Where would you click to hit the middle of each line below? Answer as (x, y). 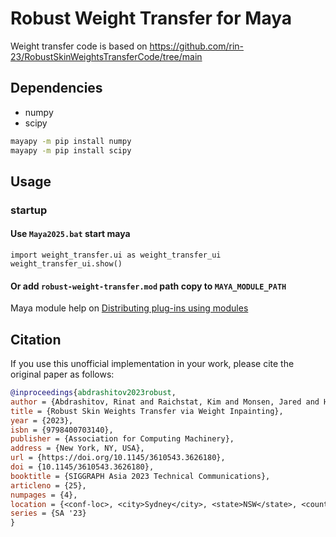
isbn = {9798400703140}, (62, 430)
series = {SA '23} (48, 513)
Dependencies (56, 88)
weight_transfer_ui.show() (66, 264)
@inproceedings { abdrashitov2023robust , (93, 393)
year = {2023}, (42, 420)
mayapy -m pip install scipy (71, 150)
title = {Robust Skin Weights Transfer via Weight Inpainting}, (147, 411)
